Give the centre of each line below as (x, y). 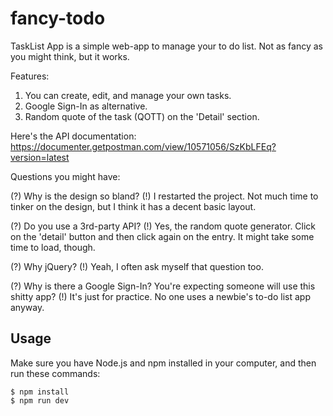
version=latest (40, 157)
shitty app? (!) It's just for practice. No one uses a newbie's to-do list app (160, 296)
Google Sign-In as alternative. (86, 106)
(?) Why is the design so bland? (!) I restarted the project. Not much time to (164, 196)
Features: (30, 76)
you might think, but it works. (70, 56)
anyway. (27, 307)
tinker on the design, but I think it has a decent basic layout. (133, 206)
